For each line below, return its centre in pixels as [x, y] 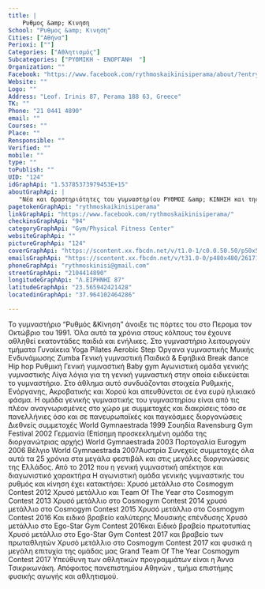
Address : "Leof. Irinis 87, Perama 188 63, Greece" [95, 96]
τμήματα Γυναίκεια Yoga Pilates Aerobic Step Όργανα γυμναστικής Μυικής [131, 349]
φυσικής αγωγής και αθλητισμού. [63, 576]
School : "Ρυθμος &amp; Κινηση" [60, 30]
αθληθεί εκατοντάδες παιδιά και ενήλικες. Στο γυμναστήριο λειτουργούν [129, 341]
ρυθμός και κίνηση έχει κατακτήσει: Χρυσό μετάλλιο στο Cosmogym [121, 484]
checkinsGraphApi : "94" [47, 221]
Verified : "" [30, 148]
